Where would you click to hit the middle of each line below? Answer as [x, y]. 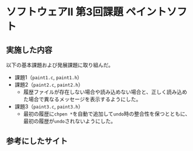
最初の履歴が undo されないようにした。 [69, 121]
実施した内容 [29, 50]
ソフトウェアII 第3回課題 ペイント [87, 12]
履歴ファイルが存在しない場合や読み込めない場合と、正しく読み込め [105, 92]
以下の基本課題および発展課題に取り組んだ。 [60, 65]
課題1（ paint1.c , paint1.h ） [49, 77]
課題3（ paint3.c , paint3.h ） [49, 106]
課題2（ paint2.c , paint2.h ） [49, 85]
